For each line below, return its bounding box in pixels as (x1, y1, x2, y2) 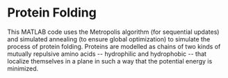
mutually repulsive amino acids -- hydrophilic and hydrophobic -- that (7, 50, 207, 58)
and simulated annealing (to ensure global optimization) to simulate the (7, 35, 211, 43)
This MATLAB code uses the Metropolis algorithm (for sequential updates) (7, 28, 220, 36)
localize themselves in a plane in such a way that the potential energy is (7, 57, 213, 65)
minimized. (7, 64, 39, 72)
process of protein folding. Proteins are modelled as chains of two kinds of (7, 42, 221, 50)
